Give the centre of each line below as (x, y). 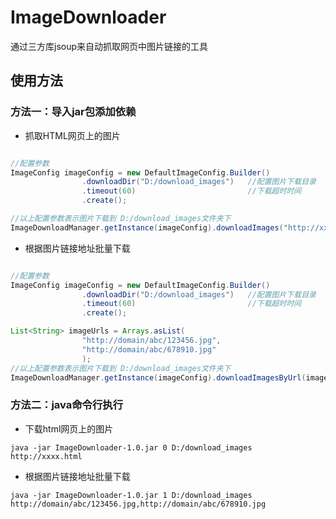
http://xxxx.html (46, 456)
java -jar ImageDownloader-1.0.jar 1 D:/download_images (131, 495)
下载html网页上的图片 (69, 428)
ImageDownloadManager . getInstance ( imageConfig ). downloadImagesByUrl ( (158, 377)
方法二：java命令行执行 (67, 405)
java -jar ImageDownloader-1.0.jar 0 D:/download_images (131, 447)
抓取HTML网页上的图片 (72, 135)
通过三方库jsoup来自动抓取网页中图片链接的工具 (109, 46)
